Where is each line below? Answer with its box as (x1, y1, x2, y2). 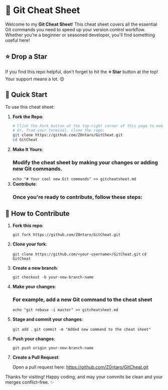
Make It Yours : (12, 146, 44, 152)
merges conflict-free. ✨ (5, 379, 54, 385)
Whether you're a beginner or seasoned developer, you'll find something (5, 32, 155, 38)
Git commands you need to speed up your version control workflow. (5, 26, 145, 32)
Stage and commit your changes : (12, 317, 83, 323)
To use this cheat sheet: (5, 104, 55, 110)
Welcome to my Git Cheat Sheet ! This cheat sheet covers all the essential (5, 21, 157, 27)
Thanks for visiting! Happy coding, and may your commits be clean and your (5, 374, 163, 380)
